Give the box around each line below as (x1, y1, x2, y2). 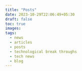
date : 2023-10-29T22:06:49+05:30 (5, 12, 75, 17)
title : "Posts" (5, 7, 37, 12)
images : (5, 26, 21, 31)
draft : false (5, 16, 32, 21)
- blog (9, 58, 23, 63)
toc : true (5, 21, 26, 26)
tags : (5, 30, 16, 35)
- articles (9, 40, 32, 45)
